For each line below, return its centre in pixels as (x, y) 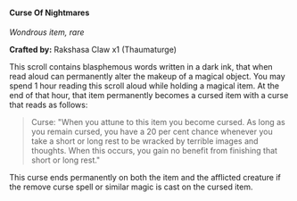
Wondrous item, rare (47, 32)
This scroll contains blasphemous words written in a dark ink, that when (141, 67)
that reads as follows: (49, 105)
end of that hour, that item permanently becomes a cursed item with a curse (149, 96)
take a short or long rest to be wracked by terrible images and (144, 141)
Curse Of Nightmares (49, 13)
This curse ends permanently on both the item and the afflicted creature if (145, 178)
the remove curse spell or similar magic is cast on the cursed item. (131, 187)
